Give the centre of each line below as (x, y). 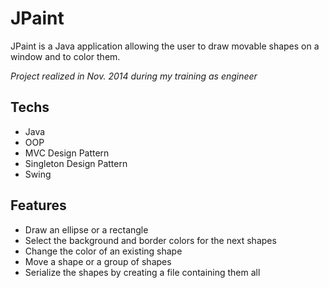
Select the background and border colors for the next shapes (150, 240)
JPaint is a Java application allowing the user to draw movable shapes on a (165, 46)
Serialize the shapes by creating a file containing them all (142, 272)
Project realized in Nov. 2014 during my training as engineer (134, 76)
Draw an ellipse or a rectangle (86, 229)
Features (38, 205)
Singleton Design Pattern (76, 163)
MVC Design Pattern (67, 153)
